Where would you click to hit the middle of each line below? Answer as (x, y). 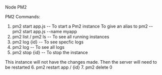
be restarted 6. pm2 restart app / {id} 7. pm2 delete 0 (59, 67)
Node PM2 (16, 7)
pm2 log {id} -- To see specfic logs (48, 42)
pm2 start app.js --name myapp (45, 31)
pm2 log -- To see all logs (38, 47)
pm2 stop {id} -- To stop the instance (50, 52)
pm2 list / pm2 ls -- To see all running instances (61, 37)
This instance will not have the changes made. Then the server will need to (81, 62)
